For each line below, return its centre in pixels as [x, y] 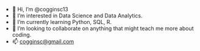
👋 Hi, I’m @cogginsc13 [40, 9]
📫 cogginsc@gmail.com [43, 41]
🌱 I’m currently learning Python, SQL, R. [62, 22]
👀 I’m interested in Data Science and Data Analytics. [77, 16]
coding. [22, 35]
